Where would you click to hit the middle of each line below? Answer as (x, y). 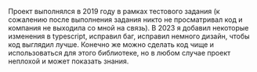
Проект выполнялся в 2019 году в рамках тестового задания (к (114, 11)
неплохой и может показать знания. (69, 61)
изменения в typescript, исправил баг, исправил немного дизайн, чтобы (129, 36)
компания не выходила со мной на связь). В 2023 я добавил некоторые (128, 28)
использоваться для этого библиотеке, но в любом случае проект (119, 53)
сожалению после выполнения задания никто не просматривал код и (125, 20)
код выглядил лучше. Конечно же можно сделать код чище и (111, 45)
